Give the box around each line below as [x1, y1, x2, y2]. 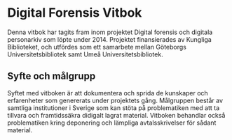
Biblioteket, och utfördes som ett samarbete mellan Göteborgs [7, 42, 187, 51]
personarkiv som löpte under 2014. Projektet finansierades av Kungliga [7, 35, 212, 43]
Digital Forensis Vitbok [7, 5, 142, 21]
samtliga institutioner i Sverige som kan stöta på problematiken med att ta [7, 103, 219, 112]
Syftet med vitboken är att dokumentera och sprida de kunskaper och [7, 88, 208, 97]
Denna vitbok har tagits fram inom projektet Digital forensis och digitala [7, 28, 213, 36]
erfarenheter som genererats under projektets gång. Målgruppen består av [7, 96, 223, 104]
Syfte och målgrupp [7, 70, 96, 82]
